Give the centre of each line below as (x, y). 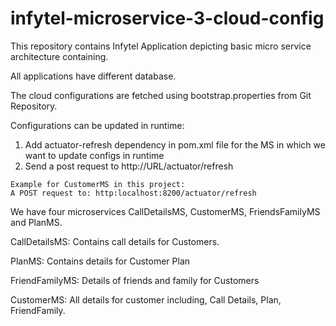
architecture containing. (59, 56)
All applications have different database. (93, 76)
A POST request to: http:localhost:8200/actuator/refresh (133, 193)
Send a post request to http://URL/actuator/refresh (129, 166)
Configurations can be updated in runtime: (97, 125)
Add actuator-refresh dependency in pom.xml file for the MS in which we (175, 144)
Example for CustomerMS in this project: (98, 184)
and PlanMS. (36, 222)
